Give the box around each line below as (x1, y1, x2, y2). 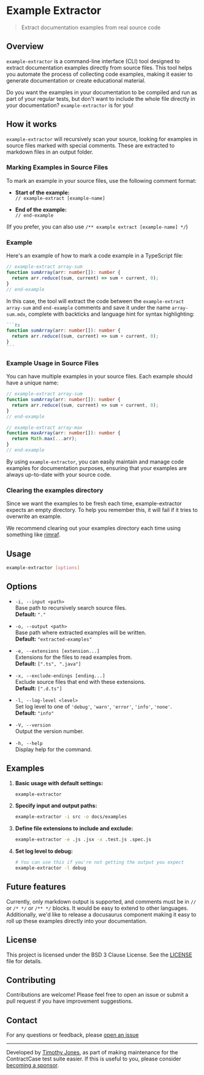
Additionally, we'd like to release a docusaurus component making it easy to (6, 910, 197, 918)
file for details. (6, 957, 42, 964)
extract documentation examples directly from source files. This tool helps (6, 64, 192, 71)
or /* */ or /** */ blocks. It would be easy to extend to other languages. (6, 904, 189, 912)
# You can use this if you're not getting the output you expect (15, 859, 184, 865)
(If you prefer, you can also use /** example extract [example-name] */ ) (6, 223, 188, 230)
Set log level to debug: (15, 848, 73, 855)
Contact (6, 1015, 38, 1025)
